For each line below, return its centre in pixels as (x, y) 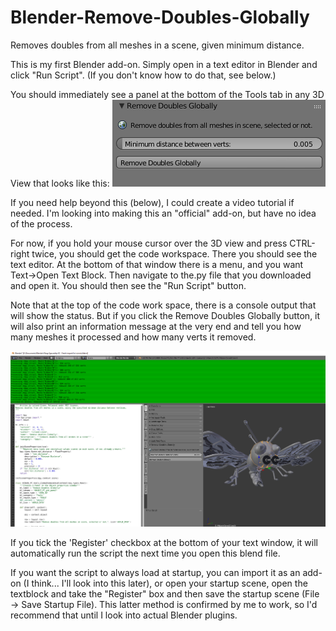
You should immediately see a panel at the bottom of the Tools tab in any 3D (167, 94)
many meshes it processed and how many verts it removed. (133, 337)
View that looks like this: (60, 183)
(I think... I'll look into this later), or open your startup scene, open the (165, 583)
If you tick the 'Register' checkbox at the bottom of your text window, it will (164, 543)
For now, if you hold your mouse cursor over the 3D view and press (149, 243)
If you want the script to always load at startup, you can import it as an (155, 573)
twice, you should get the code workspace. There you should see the (174, 253)
